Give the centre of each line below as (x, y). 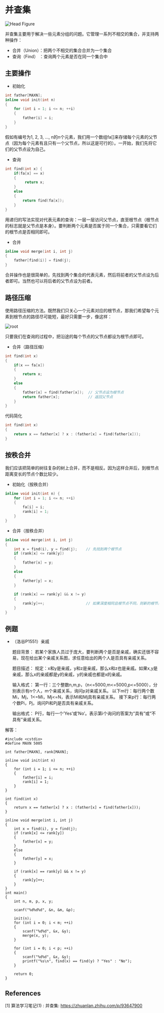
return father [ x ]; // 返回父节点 (68, 397)
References (23, 993)
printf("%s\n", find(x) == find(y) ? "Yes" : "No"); (77, 961)
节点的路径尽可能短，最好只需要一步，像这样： (65, 316)
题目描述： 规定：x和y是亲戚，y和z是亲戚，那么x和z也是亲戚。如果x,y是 (85, 669)
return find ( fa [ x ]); (43, 201)
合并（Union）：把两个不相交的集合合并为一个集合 (62, 50)
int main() (16, 893)
